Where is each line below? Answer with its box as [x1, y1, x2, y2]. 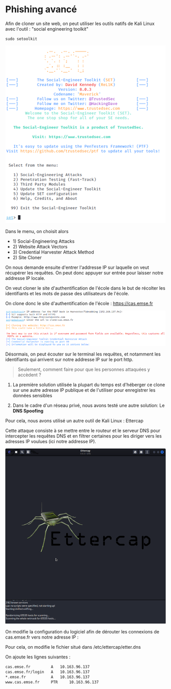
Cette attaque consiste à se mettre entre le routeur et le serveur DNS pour [5, 427, 160, 434]
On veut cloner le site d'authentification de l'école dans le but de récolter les [5, 285, 165, 291]
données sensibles [12, 393, 52, 399]
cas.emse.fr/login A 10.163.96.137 [5, 670, 90, 675]
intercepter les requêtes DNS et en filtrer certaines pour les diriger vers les [5, 433, 162, 439]
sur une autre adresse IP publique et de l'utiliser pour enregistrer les [12, 387, 156, 393]
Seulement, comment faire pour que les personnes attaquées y [17, 366, 150, 373]
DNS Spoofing [12, 408, 44, 414]
